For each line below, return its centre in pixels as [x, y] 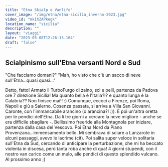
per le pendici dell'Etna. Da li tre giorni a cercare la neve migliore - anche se [83, 116]
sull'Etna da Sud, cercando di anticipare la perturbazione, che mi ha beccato [84, 143]
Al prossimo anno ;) [25, 159]
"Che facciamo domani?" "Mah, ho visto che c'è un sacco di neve [73, 75]
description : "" [22, 29]
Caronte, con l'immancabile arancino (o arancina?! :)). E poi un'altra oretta [81, 111]
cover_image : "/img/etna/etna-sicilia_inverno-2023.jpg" [66, 15]
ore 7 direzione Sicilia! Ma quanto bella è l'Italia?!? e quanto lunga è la [77, 95]
